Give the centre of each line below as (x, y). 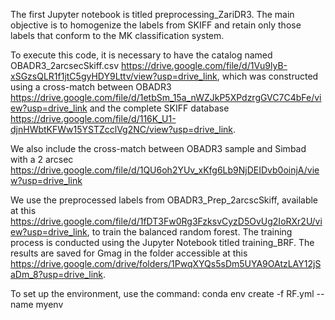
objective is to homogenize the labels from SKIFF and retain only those (156, 25)
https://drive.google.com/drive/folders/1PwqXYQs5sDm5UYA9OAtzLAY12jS (166, 263)
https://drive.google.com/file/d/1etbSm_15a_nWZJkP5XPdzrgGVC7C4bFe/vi (166, 97)
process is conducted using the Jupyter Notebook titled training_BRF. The (162, 242)
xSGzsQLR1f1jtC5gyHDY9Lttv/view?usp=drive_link (114, 76)
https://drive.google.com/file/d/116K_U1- (93, 118)
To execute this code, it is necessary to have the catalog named (141, 55)
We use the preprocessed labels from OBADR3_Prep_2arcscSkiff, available (164, 200)
